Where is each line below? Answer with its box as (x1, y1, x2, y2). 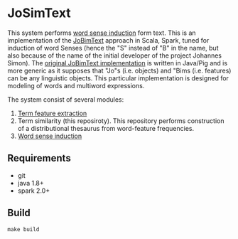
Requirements (7, 152, 71, 164)
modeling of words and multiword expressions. (7, 81, 145, 90)
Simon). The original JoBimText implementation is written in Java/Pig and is (7, 58, 228, 67)
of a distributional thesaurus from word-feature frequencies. (17, 124, 194, 132)
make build (7, 225, 40, 233)
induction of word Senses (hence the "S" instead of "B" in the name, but (7, 43, 219, 52)
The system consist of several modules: (7, 95, 124, 104)
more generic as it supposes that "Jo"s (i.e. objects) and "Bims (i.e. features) (7, 66, 232, 75)
